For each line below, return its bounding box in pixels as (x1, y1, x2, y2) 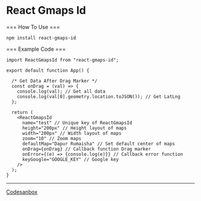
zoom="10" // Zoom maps (22, 135, 82, 141)
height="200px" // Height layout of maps (22, 125, 127, 131)
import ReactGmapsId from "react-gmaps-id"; (6, 57, 119, 63)
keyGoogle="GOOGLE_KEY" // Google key (22, 156, 119, 162)
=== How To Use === (6, 23, 60, 31)
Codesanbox (6, 188, 38, 195)
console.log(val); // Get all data (17, 88, 106, 95)
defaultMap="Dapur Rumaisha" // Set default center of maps (22, 141, 175, 147)
